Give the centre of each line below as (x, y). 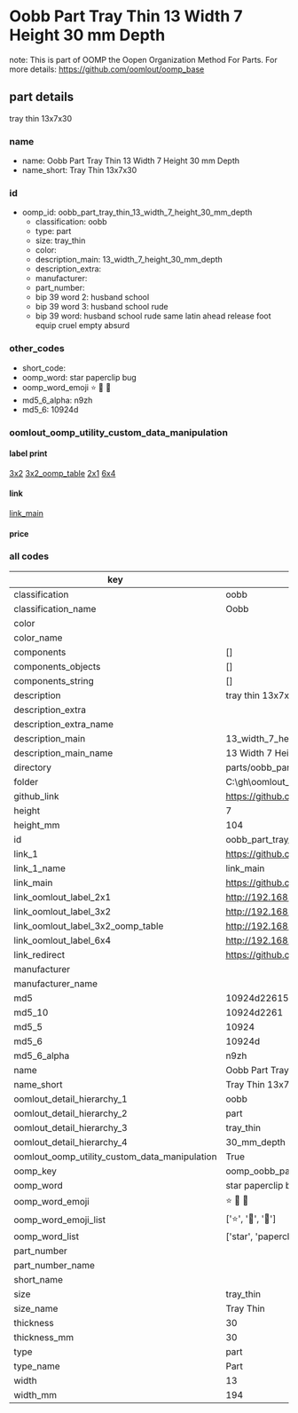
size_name (36, 1308)
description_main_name (63, 753)
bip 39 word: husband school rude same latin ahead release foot (153, 316)
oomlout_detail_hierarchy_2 (71, 1113)
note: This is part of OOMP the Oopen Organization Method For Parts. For (143, 59)
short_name (39, 1279)
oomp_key (35, 1171)
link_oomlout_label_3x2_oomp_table (89, 926)
